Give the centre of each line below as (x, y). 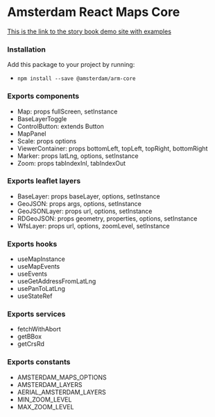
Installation (27, 49)
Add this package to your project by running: (71, 65)
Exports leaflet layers (44, 181)
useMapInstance (41, 259)
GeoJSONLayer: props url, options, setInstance (85, 211)
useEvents (32, 274)
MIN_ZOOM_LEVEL (44, 399)
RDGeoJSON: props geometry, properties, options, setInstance (107, 218)
